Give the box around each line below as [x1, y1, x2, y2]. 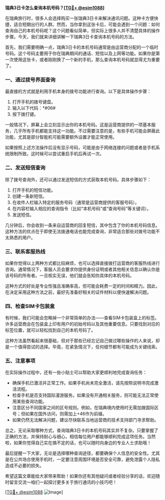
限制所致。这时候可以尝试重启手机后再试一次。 [9, 151, 104, 157]
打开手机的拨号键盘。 [12, 99, 55, 105]
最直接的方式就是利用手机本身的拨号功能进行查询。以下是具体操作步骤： [5, 88, 151, 94]
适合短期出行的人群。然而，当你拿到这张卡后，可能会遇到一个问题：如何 [13, 22, 160, 27]
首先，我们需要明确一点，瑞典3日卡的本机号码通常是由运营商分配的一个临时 [5, 44, 159, 50]
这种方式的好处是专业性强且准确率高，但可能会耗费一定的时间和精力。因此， [5, 283, 160, 289]
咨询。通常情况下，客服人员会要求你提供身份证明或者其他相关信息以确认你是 [5, 266, 160, 272]
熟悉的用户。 [9, 234, 35, 240]
